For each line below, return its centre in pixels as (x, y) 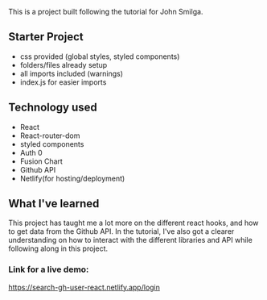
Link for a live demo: (49, 269)
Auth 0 (31, 152)
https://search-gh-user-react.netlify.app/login (84, 287)
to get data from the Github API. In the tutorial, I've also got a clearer (121, 231)
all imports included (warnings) (71, 73)
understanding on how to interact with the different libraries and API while (131, 240)
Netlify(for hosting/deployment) (72, 178)
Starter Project (46, 37)
